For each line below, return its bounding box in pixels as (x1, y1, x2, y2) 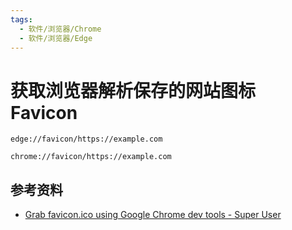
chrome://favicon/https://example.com (10, 152, 172, 162)
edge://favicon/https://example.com (10, 134, 163, 145)
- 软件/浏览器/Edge (19, 33, 93, 43)
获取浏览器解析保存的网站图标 (10, 79, 257, 102)
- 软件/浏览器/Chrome (19, 24, 102, 34)
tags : (10, 14, 33, 25)
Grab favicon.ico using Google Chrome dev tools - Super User (24, 209, 282, 221)
